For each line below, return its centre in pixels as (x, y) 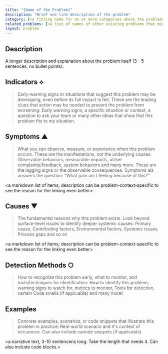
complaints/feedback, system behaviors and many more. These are (87, 165)
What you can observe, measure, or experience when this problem (86, 149)
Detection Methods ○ (39, 265)
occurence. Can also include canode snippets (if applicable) (79, 332)
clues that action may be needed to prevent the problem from (80, 105)
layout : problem (22, 29)
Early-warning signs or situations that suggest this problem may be (86, 94)
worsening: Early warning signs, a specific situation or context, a (84, 110)
